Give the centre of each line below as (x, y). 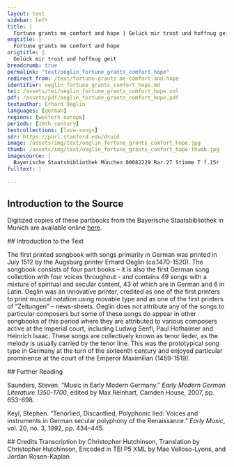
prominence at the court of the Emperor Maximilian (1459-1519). (99, 358)
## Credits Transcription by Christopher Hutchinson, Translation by (103, 442)
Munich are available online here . (55, 228)
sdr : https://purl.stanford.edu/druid (63, 136)
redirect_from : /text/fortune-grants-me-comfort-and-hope (93, 78)
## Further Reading (35, 372)
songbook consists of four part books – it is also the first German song (108, 269)
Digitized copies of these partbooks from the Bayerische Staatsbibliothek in (116, 221)
